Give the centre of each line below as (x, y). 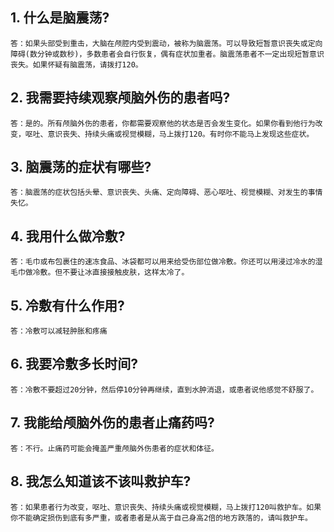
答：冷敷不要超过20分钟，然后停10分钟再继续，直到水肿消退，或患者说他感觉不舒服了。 (164, 389)
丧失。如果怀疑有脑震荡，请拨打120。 (76, 64)
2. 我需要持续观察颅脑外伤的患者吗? (120, 98)
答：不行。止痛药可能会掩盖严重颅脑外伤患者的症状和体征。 (114, 448)
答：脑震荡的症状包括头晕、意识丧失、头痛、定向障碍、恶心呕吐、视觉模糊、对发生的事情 (166, 193)
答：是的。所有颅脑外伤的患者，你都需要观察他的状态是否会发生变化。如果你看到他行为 (163, 123)
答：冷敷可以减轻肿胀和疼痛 (59, 331)
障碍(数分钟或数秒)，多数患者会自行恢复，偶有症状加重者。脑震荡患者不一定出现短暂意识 (167, 54)
